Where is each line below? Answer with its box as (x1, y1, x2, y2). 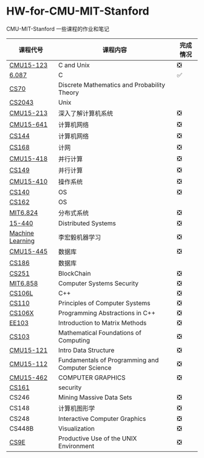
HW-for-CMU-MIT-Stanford (6, 4, 150, 18)
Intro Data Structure (58, 345, 115, 354)
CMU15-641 (9, 120, 48, 128)
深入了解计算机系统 (58, 109, 114, 117)
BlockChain (58, 269, 91, 277)
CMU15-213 (9, 108, 48, 117)
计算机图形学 (58, 404, 95, 412)
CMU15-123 (9, 61, 48, 69)
